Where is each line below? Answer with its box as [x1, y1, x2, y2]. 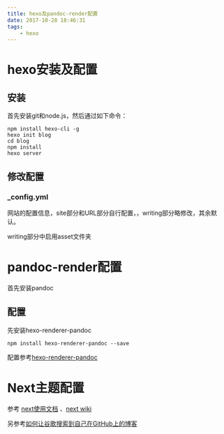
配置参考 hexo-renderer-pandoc [7, 353, 98, 361]
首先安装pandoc [7, 283, 54, 292]
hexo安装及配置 [7, 62, 98, 77]
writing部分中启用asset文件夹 [7, 232, 92, 241]
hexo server [7, 150, 42, 157]
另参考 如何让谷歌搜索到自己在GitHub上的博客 [7, 419, 137, 428]
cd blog [7, 137, 30, 145]
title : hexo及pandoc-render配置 [7, 10, 98, 17]
